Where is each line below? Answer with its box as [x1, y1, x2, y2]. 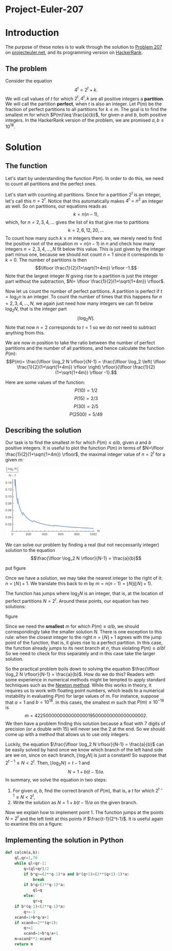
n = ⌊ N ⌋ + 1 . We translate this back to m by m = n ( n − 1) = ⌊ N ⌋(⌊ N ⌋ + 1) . [5, 581, 153, 587]
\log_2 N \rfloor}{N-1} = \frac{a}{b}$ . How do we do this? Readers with [5, 671, 155, 677]
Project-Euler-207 [5, 4, 83, 15]
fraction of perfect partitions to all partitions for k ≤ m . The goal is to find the [5, 106, 167, 113]
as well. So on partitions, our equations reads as [5, 203, 107, 209]
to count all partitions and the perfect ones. [5, 181, 97, 187]
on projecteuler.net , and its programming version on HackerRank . [5, 50, 143, 56]
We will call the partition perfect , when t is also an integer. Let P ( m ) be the [5, 101, 162, 107]
